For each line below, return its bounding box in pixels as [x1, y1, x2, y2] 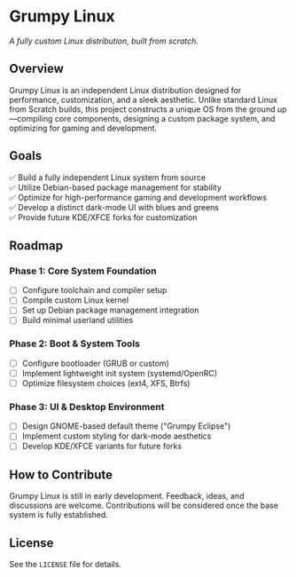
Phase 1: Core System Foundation [9, 265, 157, 277]
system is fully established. [9, 510, 109, 520]
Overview [9, 61, 65, 76]
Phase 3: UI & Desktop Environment [9, 400, 165, 413]
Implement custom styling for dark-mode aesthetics [21, 431, 212, 441]
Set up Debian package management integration [21, 304, 199, 316]
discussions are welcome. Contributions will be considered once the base [9, 500, 279, 511]
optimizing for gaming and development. [9, 123, 158, 133]
